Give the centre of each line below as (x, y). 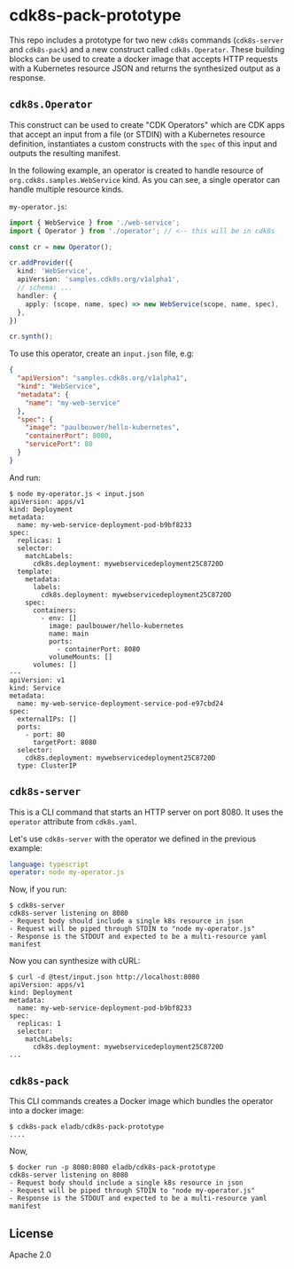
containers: (54, 610)
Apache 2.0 (30, 1254)
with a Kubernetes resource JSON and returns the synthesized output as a (145, 68)
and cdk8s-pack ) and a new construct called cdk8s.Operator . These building (147, 49)
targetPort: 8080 (65, 742)
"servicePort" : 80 (59, 445)
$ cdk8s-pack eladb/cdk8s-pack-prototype (87, 1127)
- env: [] (59, 618)
